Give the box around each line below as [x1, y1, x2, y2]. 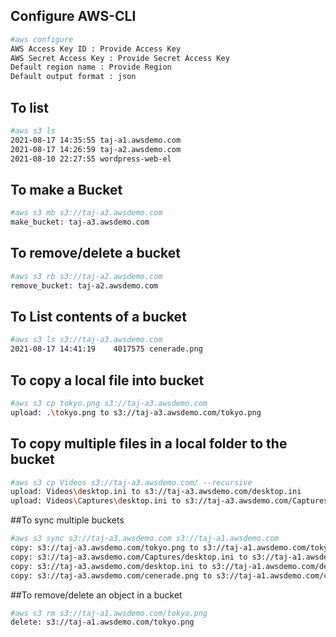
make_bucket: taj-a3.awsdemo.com [10, 217, 150, 228]
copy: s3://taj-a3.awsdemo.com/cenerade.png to [10, 570, 213, 581]
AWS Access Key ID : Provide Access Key [10, 44, 182, 54]
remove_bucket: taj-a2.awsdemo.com [10, 280, 159, 291]
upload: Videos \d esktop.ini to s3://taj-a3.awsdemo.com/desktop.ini [10, 487, 302, 497]
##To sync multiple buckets [10, 514, 125, 526]
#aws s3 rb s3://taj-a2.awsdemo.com [10, 271, 163, 281]
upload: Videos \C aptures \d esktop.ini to [10, 496, 182, 506]
